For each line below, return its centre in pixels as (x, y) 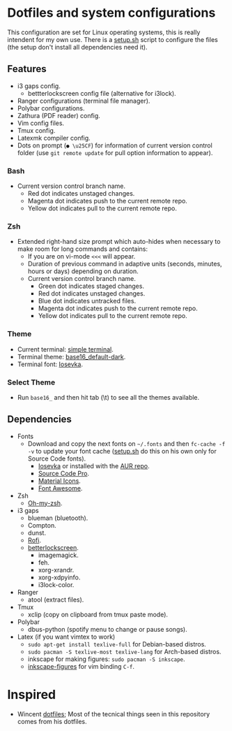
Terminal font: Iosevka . (50, 364)
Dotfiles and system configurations (111, 13)
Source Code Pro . (63, 473)
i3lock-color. (56, 584)
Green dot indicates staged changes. (91, 286)
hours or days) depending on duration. (83, 271)
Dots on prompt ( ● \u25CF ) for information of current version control (115, 145)
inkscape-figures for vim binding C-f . (81, 666)
